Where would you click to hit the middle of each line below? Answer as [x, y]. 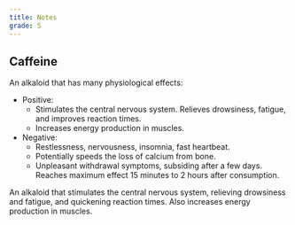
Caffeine [33, 62]
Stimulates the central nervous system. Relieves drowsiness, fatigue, [160, 109]
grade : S [25, 26]
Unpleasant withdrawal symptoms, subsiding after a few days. [149, 166]
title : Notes [33, 17]
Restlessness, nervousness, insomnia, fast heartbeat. [132, 147]
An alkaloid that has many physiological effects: [96, 83]
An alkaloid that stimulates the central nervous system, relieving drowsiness [147, 192]
